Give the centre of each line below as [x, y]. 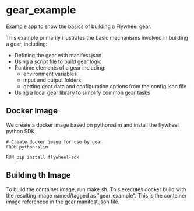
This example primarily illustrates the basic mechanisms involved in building [97, 37]
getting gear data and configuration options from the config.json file [105, 86]
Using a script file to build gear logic [58, 61]
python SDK [20, 131]
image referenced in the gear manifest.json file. [63, 202]
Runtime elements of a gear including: [60, 67]
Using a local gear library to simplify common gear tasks [82, 92]
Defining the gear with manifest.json [58, 55]
